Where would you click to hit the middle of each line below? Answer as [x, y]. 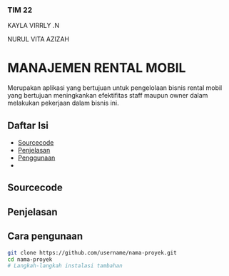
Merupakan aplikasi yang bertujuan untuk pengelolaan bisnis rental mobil [115, 88]
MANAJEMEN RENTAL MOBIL [97, 68]
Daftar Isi [28, 125]
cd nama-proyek [30, 259]
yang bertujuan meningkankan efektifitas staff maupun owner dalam [108, 96]
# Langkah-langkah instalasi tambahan [65, 266]
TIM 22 [20, 10]
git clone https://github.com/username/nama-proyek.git [92, 252]
